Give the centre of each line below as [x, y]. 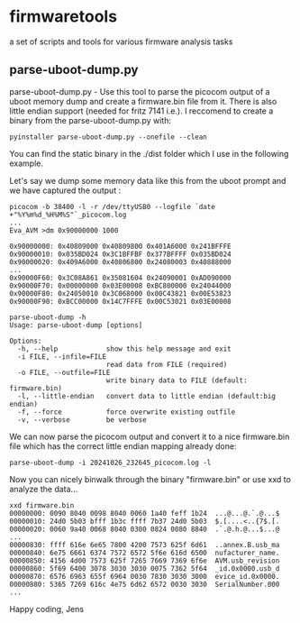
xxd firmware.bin [42, 505]
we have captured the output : [65, 190]
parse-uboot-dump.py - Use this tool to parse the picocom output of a [140, 91]
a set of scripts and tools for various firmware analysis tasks [121, 41]
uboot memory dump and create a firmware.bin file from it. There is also [143, 101]
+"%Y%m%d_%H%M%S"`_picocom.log [68, 215]
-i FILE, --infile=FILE [62, 357]
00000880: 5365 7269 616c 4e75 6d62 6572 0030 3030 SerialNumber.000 [145, 584]
